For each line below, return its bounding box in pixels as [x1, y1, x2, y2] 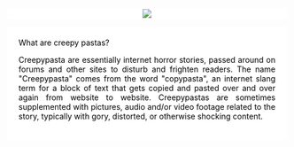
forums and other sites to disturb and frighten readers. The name [19, 64, 275, 74]
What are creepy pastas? [19, 37, 110, 48]
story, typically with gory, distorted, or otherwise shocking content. [19, 111, 264, 121]
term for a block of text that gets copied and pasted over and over [19, 83, 275, 93]
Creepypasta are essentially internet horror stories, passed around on [19, 55, 275, 65]
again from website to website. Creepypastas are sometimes [19, 92, 275, 103]
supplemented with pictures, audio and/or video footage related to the [19, 102, 275, 112]
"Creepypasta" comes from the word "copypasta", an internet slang [19, 73, 275, 83]
